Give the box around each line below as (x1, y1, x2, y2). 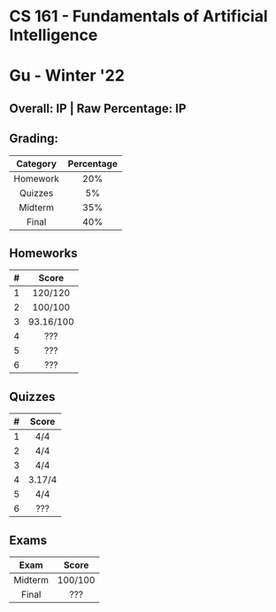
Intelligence (9, 25, 98, 45)
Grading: (9, 131, 59, 146)
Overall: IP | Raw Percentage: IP (9, 100, 187, 116)
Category (16, 157, 57, 169)
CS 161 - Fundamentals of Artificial (9, 6, 268, 27)
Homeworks (9, 246, 78, 261)
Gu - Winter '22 (9, 66, 126, 86)
